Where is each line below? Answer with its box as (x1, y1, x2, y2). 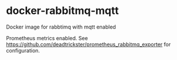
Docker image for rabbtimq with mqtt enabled (6, 23, 116, 30)
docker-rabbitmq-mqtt (6, 4, 119, 17)
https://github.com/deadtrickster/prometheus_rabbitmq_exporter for (6, 41, 171, 48)
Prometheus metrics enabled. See (6, 34, 88, 41)
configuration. (6, 47, 40, 54)
